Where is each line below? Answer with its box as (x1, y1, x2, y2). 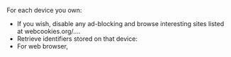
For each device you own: (6, 6, 82, 14)
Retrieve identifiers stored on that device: (16, 34, 138, 43)
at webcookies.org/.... (16, 27, 81, 35)
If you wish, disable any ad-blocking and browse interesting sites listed (16, 20, 225, 27)
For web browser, (16, 42, 69, 50)
